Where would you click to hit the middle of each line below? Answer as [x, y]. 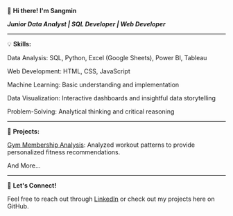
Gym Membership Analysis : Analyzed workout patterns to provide [101, 145]
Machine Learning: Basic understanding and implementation [93, 84]
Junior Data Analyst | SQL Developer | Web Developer [86, 24]
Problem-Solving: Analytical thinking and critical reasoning [91, 111]
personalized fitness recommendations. [64, 152]
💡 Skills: [19, 44]
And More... [24, 165]
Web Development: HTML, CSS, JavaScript [69, 71]
